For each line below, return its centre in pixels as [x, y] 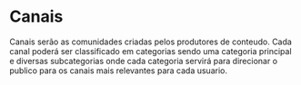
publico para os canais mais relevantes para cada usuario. [118, 71]
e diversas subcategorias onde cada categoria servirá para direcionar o [144, 61]
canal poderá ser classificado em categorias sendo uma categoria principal [151, 51]
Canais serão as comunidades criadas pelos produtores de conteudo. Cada [151, 42]
